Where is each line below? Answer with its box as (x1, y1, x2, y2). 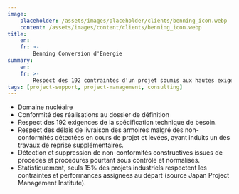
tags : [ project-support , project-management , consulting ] (7, 83, 183, 91)
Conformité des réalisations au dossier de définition (17, 111, 169, 119)
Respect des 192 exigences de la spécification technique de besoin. (17, 118, 217, 127)
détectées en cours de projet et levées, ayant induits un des (54, 133, 230, 142)
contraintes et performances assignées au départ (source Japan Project (17, 171, 230, 180)
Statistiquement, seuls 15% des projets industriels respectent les (17, 163, 208, 172)
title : (7, 30, 27, 38)
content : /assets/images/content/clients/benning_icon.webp (20, 24, 202, 31)
